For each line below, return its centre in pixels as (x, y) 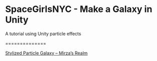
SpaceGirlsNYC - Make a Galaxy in (79, 9)
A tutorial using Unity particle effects (43, 33)
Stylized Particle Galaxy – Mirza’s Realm (47, 53)
